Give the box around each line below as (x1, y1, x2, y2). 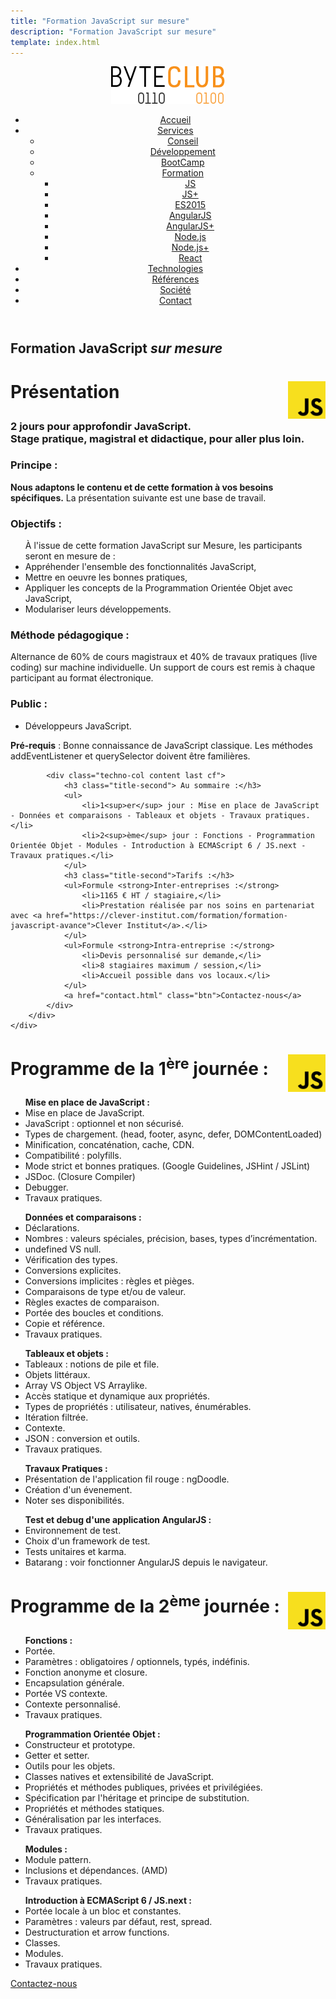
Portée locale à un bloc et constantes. (24, 1905, 182, 1917)
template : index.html (10, 37, 101, 47)
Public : (10, 697, 48, 711)
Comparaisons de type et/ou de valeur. (24, 1286, 187, 1298)
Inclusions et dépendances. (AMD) (24, 1864, 168, 1876)
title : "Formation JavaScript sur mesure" (10, 16, 190, 26)
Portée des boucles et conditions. (24, 1307, 164, 1319)
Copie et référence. (24, 1318, 105, 1330)
